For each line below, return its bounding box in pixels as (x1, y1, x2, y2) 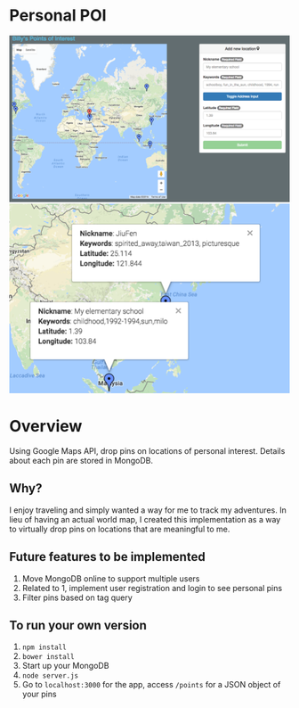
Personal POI (9, 5, 107, 26)
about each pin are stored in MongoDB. (9, 455, 154, 465)
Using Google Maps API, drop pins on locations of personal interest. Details (9, 445, 286, 456)
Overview (9, 416, 83, 437)
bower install (21, 653, 75, 662)
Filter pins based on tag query (21, 592, 133, 603)
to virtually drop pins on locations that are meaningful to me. (9, 523, 230, 534)
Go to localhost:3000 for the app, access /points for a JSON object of (21, 679, 281, 690)
